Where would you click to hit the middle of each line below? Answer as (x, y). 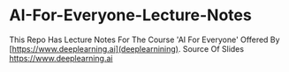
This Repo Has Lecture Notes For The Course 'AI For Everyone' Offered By (144, 40)
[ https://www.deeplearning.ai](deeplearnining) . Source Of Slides (127, 48)
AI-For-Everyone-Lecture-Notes (130, 15)
